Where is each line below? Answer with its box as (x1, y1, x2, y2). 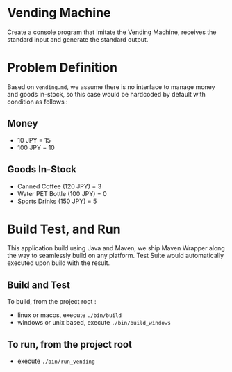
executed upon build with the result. (7, 259, 110, 267)
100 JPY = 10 (17, 143, 56, 152)
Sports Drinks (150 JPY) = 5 (17, 197, 97, 205)
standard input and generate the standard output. (7, 35, 149, 43)
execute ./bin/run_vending (17, 357, 95, 366)
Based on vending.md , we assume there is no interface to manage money (7, 82, 215, 91)
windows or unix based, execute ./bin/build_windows (17, 318, 172, 327)
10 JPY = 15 (17, 136, 51, 144)
